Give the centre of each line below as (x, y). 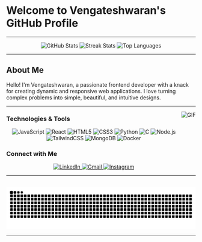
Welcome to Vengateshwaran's (86, 11)
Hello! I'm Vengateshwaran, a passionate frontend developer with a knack (98, 84)
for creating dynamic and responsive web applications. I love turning (91, 91)
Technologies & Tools (38, 119)
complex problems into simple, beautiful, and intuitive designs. (84, 98)
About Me (25, 70)
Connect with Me (32, 154)
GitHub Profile (42, 23)
